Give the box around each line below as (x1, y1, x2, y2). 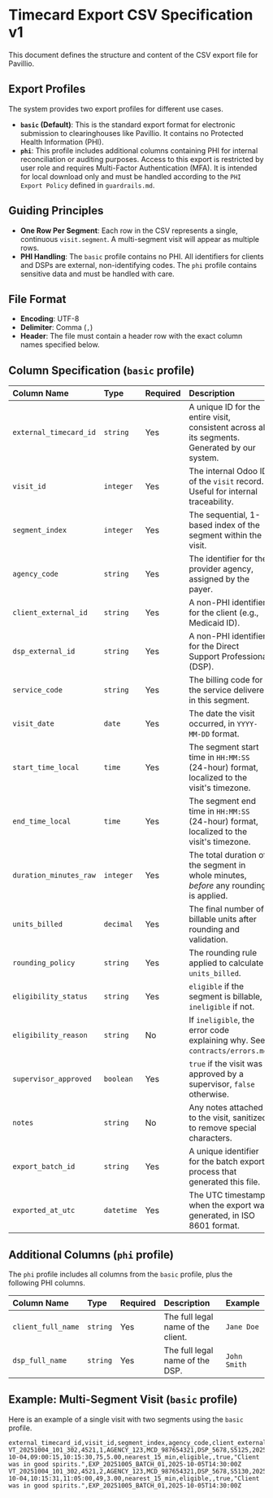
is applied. (188, 890, 228, 902)
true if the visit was (188, 1058, 262, 1070)
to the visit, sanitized (188, 1112, 268, 1123)
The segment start (188, 741, 259, 753)
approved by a (188, 1069, 244, 1080)
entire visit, (188, 411, 232, 423)
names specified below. (19, 340, 100, 349)
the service (188, 684, 232, 696)
